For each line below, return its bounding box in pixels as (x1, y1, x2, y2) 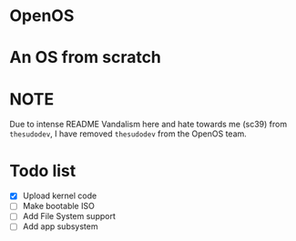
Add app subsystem (22, 221, 98, 232)
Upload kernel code (22, 190, 97, 201)
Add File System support (22, 211, 116, 222)
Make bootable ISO (22, 201, 96, 212)
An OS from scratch (9, 47, 162, 68)
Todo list (9, 160, 77, 181)
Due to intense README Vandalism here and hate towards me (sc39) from (9, 119, 288, 130)
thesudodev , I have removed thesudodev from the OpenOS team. (9, 128, 248, 139)
